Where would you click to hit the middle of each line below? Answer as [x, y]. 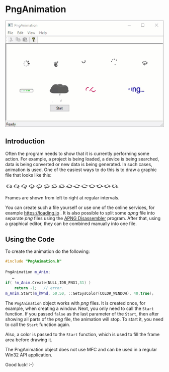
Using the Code [30, 240]
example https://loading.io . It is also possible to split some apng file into [80, 212]
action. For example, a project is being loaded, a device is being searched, [82, 159]
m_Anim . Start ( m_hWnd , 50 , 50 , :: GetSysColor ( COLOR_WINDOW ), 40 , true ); [80, 293]
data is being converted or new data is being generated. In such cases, [79, 164]
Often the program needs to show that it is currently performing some [77, 153]
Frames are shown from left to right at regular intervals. [62, 197]
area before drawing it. [29, 340]
